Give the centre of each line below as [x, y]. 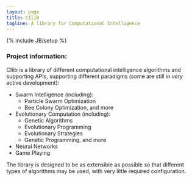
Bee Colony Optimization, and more [69, 107]
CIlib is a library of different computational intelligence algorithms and [94, 69]
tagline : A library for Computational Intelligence [73, 23]
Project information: [37, 57]
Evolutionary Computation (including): [63, 114]
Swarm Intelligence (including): [54, 94]
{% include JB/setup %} [37, 41]
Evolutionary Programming [58, 127]
